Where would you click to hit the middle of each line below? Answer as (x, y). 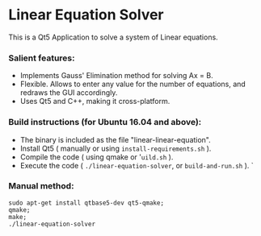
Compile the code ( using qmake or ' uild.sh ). (97, 157)
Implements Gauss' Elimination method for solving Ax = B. (116, 76)
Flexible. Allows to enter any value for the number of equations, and (133, 84)
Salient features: (42, 58)
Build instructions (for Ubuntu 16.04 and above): (105, 122)
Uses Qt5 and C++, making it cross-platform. (95, 101)
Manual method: (41, 186)
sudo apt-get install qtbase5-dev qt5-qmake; (86, 203)
